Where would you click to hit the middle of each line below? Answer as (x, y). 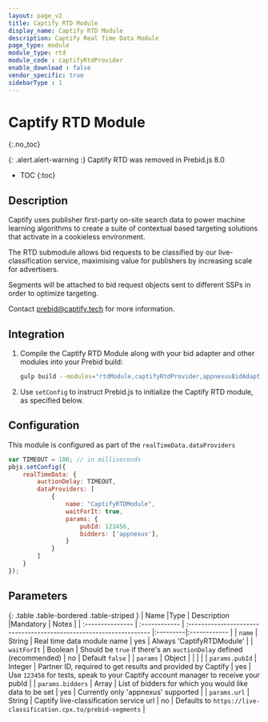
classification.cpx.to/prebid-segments (75, 709)
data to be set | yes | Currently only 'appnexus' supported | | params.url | (129, 692)
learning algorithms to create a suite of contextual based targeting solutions (133, 228)
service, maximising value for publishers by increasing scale (153, 261)
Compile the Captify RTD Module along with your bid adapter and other (137, 354)
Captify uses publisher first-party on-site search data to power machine (127, 220)
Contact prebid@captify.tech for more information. (92, 309)
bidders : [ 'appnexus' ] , (119, 534)
